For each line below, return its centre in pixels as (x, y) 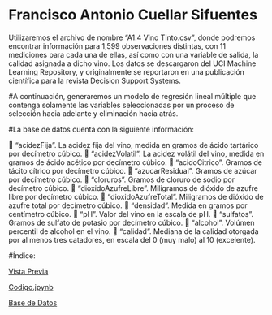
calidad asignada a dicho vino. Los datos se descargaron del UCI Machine (132, 63)
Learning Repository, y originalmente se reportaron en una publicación (127, 71)
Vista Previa (28, 271)
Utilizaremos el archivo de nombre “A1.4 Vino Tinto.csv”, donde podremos (132, 37)
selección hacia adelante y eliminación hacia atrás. (93, 113)
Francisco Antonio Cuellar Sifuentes (133, 15)
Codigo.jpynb (31, 287)
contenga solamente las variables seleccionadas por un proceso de (121, 105)
